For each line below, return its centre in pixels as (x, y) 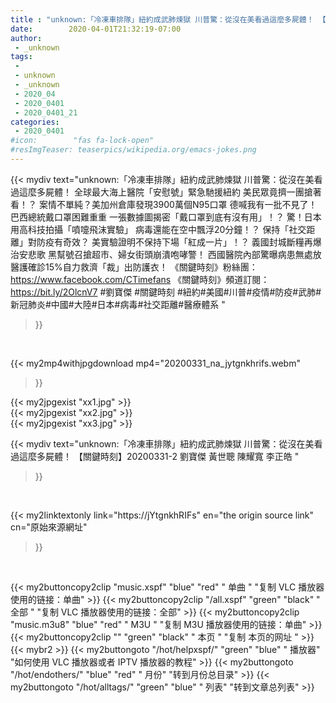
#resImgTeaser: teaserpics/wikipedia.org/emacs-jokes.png (133, 150)
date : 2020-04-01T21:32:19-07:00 (96, 29)
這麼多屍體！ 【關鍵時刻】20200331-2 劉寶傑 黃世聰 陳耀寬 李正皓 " (159, 456)
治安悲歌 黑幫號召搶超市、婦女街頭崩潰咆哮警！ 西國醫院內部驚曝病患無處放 (166, 254)
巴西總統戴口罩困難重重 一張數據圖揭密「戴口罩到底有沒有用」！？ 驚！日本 (166, 217)
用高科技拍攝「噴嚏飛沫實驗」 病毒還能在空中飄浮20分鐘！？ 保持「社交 (158, 229)
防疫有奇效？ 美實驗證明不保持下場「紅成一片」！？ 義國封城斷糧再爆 (179, 242)
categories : (35, 122)
